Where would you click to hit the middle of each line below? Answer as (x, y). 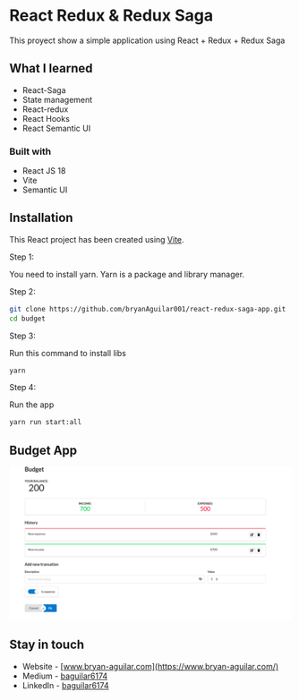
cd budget (28, 319)
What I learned (51, 68)
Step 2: (22, 291)
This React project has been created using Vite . (97, 239)
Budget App (43, 450)
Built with (30, 151)
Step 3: (22, 336)
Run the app (32, 405)
